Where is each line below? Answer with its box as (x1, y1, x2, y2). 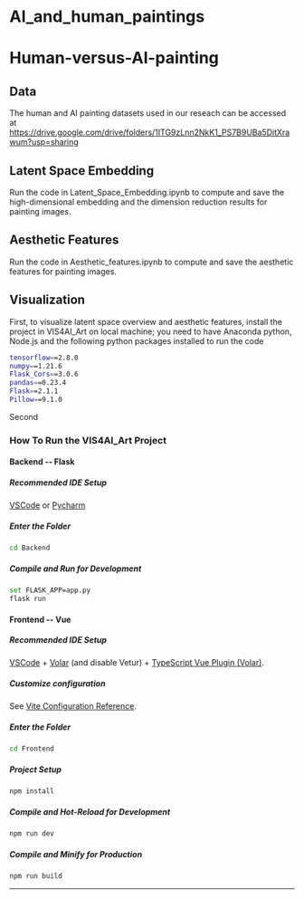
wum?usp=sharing (9, 137, 79, 148)
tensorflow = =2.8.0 (9, 353, 79, 362)
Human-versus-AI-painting (9, 48, 220, 69)
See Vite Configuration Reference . (9, 701, 138, 712)
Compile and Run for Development (9, 563, 142, 574)
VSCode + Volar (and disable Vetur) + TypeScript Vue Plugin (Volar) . (9, 657, 265, 668)
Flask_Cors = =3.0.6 (9, 369, 79, 379)
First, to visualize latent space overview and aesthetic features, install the (9, 316, 283, 327)
